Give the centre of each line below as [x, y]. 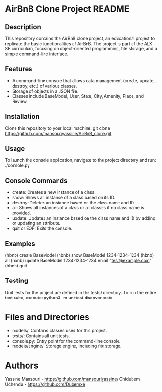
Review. [20, 101]
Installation [22, 117]
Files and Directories [47, 317]
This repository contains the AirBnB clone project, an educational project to [80, 38]
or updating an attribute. [36, 223]
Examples [20, 243]
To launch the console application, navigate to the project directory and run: [81, 160]
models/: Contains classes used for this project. [59, 330]
